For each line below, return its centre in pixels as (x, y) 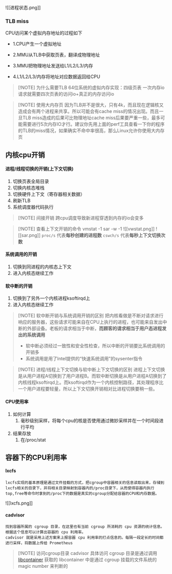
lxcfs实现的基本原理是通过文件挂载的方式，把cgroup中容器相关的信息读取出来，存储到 (85, 483)
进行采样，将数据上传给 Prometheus (39, 543)
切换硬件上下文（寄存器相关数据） (49, 194)
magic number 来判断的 (43, 566)
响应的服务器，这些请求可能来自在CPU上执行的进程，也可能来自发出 (90, 322)
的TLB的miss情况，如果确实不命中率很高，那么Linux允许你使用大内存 (91, 131)
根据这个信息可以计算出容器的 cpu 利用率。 (45, 532)
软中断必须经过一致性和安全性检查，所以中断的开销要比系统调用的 (95, 346)
